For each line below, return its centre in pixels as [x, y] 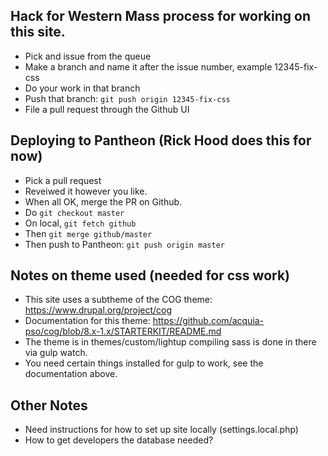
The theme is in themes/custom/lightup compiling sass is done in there [170, 342]
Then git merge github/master [88, 233]
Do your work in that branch [82, 88]
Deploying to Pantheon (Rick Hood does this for [161, 140]
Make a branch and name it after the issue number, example [148, 66]
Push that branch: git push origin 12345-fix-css [127, 98]
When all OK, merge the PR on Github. [103, 201]
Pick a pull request [63, 180]
